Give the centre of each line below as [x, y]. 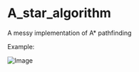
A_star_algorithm [60, 13]
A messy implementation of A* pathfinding [69, 33]
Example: [21, 46]
